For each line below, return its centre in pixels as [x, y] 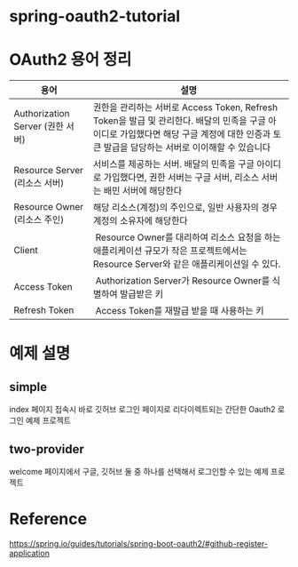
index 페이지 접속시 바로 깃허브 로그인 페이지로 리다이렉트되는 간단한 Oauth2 [143, 410]
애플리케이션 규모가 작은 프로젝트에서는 [170, 251]
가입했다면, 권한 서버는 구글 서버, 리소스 [181, 178]
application [30, 553]
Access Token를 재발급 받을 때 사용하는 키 [180, 311]
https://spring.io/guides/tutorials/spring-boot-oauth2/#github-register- [139, 543]
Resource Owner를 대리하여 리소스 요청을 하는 [188, 237]
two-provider [47, 449]
